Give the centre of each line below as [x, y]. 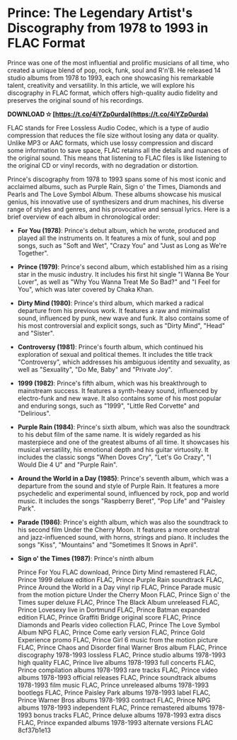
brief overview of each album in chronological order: [84, 217]
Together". [33, 253]
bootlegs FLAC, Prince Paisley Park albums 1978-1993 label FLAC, [114, 693]
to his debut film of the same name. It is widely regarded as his [109, 434]
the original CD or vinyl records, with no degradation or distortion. [103, 165]
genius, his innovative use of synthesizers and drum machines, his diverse [116, 201]
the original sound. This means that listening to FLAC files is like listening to [117, 158]
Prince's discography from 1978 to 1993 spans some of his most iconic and [117, 179]
